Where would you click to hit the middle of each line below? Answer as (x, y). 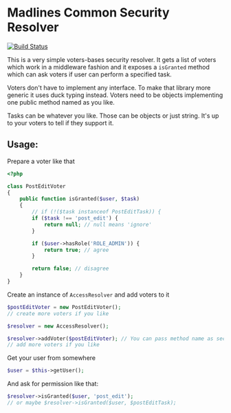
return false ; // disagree (70, 269)
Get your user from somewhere (52, 358)
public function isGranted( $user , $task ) (79, 199)
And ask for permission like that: (53, 384)
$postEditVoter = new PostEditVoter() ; (64, 307)
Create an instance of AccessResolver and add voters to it (88, 295)
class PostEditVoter (37, 186)
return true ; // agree (76, 250)
